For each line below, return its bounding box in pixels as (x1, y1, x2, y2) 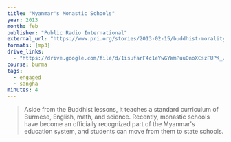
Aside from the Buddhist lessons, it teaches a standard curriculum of (23, 106, 219, 114)
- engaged (13, 73, 41, 81)
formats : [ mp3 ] (7, 42, 51, 49)
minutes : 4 (7, 86, 38, 93)
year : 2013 (7, 16, 38, 23)
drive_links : (7, 49, 45, 56)
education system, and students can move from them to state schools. (23, 128, 224, 136)
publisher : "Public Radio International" (7, 29, 128, 36)
